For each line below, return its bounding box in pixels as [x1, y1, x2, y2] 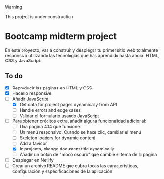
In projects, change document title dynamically [19, 146, 114, 152]
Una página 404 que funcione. [19, 124, 82, 130]
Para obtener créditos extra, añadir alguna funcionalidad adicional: [12, 118, 147, 124]
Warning [5, 4, 22, 10]
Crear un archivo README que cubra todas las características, [12, 162, 139, 169]
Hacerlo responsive [12, 90, 52, 96]
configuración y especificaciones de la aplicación [12, 168, 113, 174]
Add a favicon [19, 140, 48, 147]
